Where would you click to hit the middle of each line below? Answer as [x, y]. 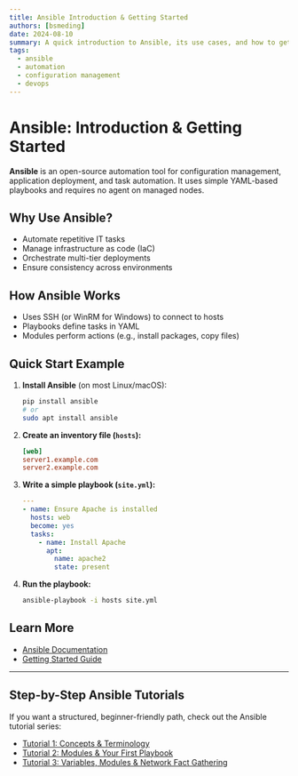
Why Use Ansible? [61, 217]
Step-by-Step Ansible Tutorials [97, 696]
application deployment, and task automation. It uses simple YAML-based [144, 180]
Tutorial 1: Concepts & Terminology [86, 743]
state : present [82, 567]
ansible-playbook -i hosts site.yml [90, 601]
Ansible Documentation [65, 649]
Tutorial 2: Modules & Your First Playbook [98, 753]
